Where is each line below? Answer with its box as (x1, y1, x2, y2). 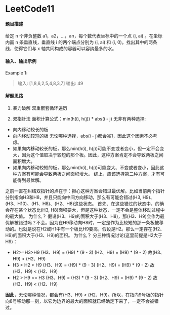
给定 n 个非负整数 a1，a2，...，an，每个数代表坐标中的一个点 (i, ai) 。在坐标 (5, 33, 163, 39)
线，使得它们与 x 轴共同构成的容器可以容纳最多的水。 (5, 46, 117, 52)
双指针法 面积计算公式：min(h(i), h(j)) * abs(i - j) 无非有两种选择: (12, 115, 146, 122)
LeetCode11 (5, 3, 55, 15)
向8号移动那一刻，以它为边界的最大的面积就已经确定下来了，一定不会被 (5, 298, 154, 304)
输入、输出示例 (5, 58, 36, 64)
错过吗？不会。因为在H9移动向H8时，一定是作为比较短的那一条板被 (18, 219, 159, 225)
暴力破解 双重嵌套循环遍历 (12, 105, 67, 111)
